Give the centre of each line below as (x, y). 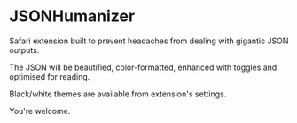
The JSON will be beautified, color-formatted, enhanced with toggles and (143, 67)
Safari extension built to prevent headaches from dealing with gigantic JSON (149, 41)
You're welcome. (40, 111)
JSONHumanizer (72, 16)
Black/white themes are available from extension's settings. (118, 94)
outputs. (24, 50)
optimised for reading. (50, 76)
